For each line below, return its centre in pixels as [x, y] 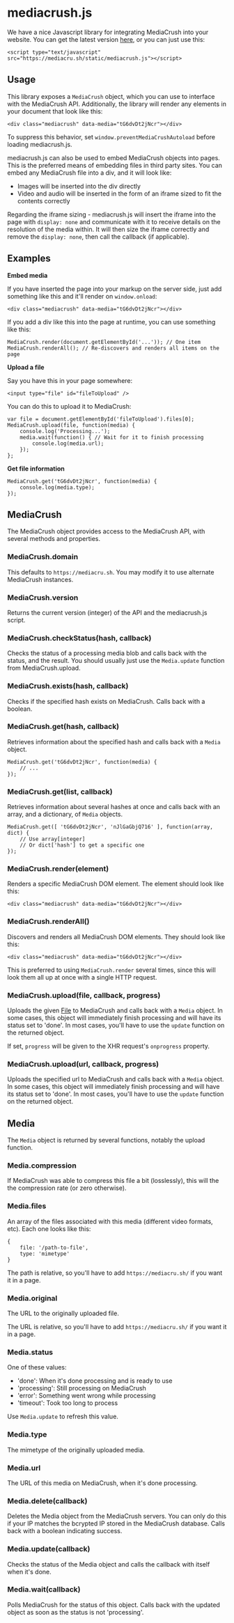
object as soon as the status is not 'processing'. [76, 1612]
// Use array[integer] [53, 839]
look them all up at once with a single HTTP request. [82, 977]
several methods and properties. [54, 539]
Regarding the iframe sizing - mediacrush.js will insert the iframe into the [111, 214]
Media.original [32, 1298]
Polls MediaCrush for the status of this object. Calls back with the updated [114, 1605]
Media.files [27, 1206]
